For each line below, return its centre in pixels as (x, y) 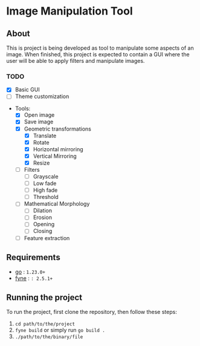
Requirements (33, 257)
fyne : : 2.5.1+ (34, 278)
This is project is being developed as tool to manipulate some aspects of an (100, 48)
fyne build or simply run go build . (60, 330)
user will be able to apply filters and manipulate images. (76, 61)
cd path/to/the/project (45, 324)
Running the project (44, 297)
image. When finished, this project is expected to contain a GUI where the (98, 54)
